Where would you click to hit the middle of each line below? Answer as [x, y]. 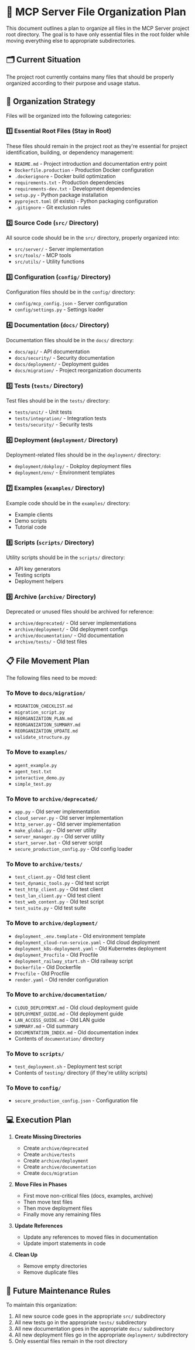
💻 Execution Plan [39, 1119]
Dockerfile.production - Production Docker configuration [84, 170]
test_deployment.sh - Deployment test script [68, 1066]
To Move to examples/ [37, 752]
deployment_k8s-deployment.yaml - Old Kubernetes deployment [90, 948]
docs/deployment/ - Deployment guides [62, 364]
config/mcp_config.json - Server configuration [71, 304]
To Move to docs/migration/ [46, 693]
